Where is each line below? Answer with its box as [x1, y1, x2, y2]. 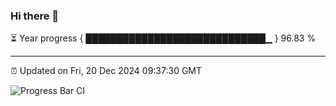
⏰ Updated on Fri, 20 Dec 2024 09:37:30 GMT [10, 65, 203, 77]
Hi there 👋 [10, 9, 60, 23]
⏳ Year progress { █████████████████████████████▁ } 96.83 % [10, 32, 317, 44]
